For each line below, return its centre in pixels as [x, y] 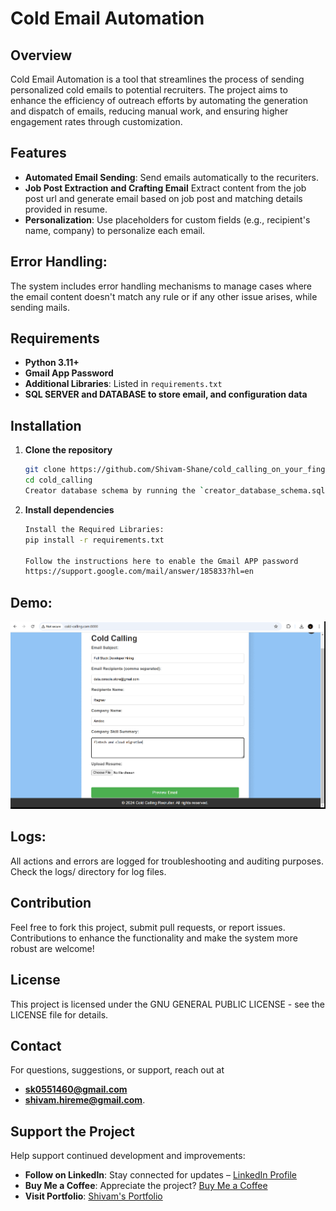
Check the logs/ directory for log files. [88, 871]
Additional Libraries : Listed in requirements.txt [123, 384]
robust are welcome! [52, 948]
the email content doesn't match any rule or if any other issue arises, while [164, 296]
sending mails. [40, 307]
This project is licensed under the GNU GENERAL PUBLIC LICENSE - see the [167, 1004]
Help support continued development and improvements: [128, 1156]
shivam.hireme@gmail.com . [85, 1100]
